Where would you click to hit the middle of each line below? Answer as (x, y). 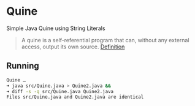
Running (23, 66)
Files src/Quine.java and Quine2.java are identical (75, 97)
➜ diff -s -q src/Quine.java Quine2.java (60, 91)
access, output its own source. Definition (73, 47)
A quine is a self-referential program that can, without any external (105, 40)
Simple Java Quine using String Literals (56, 28)
